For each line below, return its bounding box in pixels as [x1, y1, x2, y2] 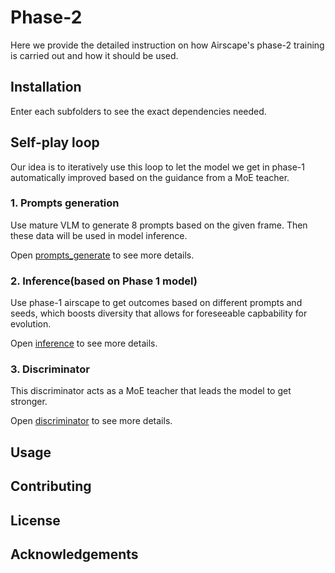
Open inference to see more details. [10, 337, 158, 350]
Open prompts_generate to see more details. [10, 249, 195, 261]
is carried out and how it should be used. [10, 49, 179, 61]
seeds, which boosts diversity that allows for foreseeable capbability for [10, 307, 308, 320]
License [10, 512, 61, 529]
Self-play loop [10, 134, 100, 151]
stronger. [10, 396, 48, 408]
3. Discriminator [10, 362, 90, 376]
